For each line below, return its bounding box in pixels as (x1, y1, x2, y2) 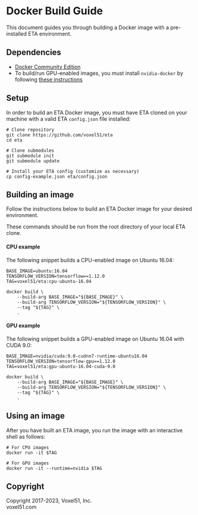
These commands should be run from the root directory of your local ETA (6, 223, 186, 230)
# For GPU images (6, 460, 49, 466)
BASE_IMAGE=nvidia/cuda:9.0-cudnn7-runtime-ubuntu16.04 (6, 353, 147, 359)
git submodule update (6, 158, 60, 164)
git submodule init (6, 153, 55, 159)
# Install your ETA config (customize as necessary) (6, 168, 140, 174)
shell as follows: (6, 433, 46, 440)
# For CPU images (6, 444, 49, 450)
